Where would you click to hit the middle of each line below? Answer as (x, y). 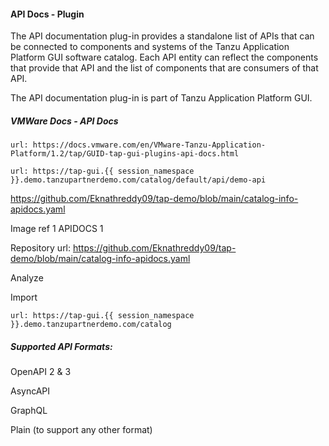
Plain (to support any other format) (81, 430)
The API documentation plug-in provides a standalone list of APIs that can (162, 36)
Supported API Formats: (61, 346)
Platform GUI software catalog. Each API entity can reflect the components (164, 57)
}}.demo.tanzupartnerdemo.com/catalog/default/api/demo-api (138, 180)
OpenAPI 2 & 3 (41, 372)
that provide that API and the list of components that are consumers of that (164, 68)
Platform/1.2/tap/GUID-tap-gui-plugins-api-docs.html (125, 154)
